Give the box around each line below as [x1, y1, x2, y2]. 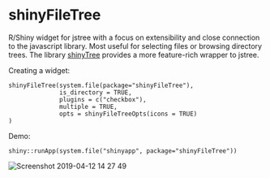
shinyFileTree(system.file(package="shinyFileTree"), [8, 81, 195, 89]
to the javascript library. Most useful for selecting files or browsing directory [8, 41, 262, 50]
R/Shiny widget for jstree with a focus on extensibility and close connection [8, 33, 260, 42]
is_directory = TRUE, [59, 88, 132, 97]
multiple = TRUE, [59, 102, 118, 111]
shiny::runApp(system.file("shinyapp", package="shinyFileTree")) [8, 146, 238, 155]
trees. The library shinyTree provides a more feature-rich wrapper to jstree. [8, 50, 259, 59]
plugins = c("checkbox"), [59, 95, 148, 103]
